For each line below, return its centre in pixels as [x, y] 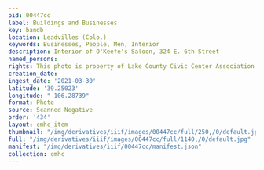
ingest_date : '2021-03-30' [52, 81]
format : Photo [31, 103]
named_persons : [33, 60]
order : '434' [29, 118]
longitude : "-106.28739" [49, 96]
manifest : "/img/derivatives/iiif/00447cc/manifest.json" [105, 146]
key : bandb [26, 30]
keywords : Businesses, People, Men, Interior [84, 45]
